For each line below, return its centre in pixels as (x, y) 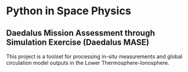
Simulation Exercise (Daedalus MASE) (78, 42)
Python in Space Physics (69, 11)
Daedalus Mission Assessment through (81, 33)
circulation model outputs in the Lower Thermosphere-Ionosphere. (88, 63)
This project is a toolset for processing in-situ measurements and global (94, 57)
